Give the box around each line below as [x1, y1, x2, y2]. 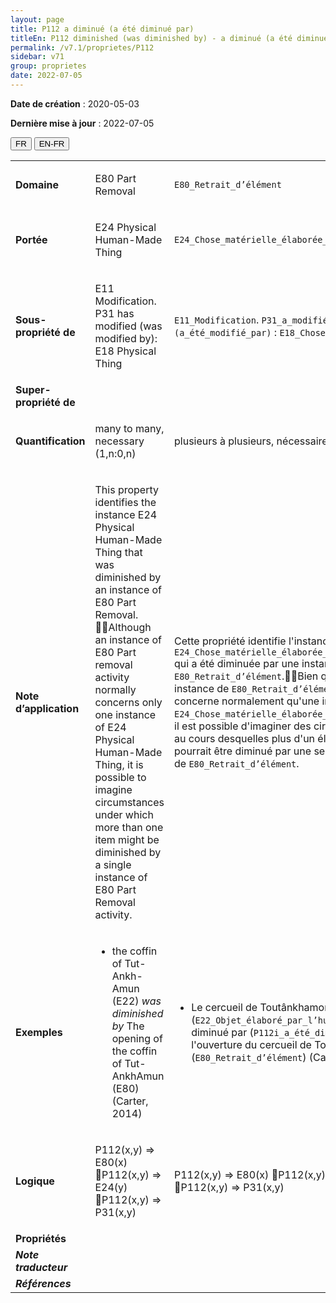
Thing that [94, 545, 143, 559]
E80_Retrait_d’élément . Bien [174, 669, 319, 683]
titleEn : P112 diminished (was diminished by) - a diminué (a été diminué [10, 33, 329, 43]
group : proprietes [10, 61, 87, 71]
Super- [15, 382, 52, 396]
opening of [111, 1031, 163, 1045]
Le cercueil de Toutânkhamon [191, 1000, 331, 1014]
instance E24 [94, 507, 158, 521]
